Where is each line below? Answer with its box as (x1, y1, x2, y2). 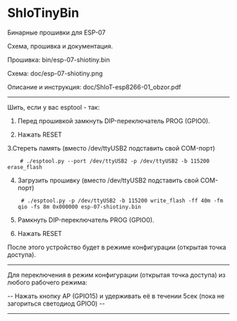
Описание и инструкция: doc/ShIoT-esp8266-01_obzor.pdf (7, 82, 181, 91)
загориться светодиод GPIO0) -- (7, 299, 106, 308)
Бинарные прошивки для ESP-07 (7, 28, 106, 37)
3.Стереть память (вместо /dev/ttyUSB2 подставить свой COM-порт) (7, 144, 215, 152)
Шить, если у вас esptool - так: (7, 103, 100, 111)
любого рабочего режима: (7, 278, 88, 287)
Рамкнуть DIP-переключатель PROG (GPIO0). (17, 215, 154, 224)
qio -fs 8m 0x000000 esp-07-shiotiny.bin (17, 203, 141, 210)
